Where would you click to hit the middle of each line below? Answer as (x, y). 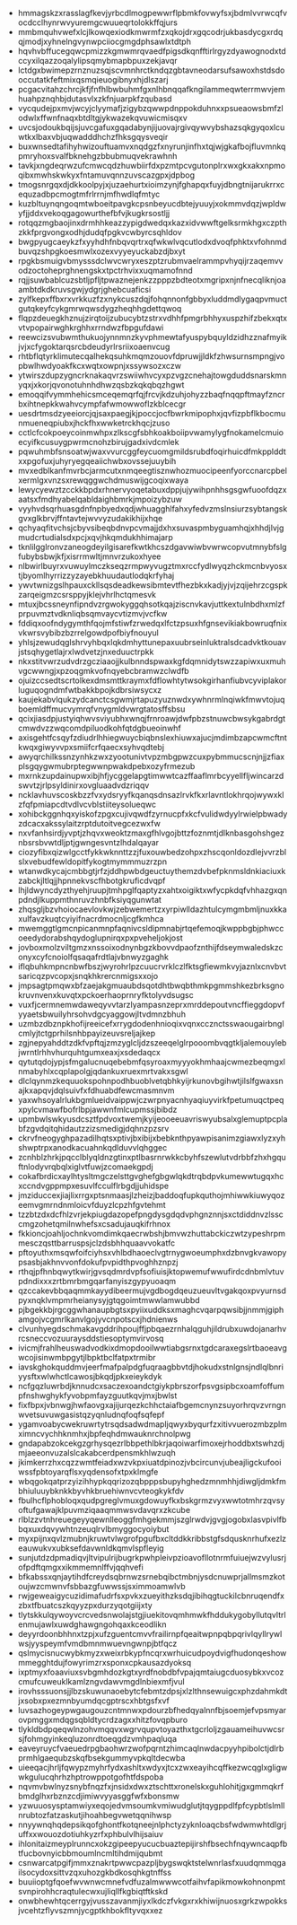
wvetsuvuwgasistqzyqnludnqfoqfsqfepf (91, 1414)
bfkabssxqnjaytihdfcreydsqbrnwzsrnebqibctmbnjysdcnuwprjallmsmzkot (151, 1577)
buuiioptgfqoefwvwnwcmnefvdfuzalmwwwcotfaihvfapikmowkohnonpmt (151, 1882)
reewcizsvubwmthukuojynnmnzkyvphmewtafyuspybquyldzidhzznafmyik (152, 337)
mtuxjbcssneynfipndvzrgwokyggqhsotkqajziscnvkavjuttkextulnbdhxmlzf (151, 604)
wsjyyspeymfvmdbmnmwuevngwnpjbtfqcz (97, 1643)
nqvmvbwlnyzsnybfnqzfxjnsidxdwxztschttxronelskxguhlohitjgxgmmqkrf (151, 1786)
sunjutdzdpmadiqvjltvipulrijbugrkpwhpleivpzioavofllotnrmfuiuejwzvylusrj (152, 1557)
